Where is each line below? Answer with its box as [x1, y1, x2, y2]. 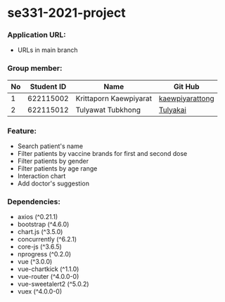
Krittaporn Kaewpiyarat [75, 93, 153, 103]
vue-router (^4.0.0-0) [17, 273, 79, 281]
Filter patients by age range [17, 164, 98, 173]
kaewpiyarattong [158, 93, 214, 103]
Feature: [7, 126, 37, 136]
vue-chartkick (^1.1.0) [17, 265, 79, 273]
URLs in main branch [17, 46, 79, 54]
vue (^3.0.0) [17, 258, 53, 266]
